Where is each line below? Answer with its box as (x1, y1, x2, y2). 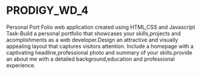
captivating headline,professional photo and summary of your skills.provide (6, 49, 193, 56)
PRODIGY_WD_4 (6, 4, 89, 17)
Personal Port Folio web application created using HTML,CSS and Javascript (6, 23, 196, 31)
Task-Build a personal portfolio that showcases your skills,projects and (6, 29, 181, 37)
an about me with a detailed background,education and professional (6, 55, 175, 62)
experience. (6, 61, 36, 69)
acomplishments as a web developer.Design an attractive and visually (6, 36, 178, 43)
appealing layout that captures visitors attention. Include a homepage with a (6, 43, 194, 50)
